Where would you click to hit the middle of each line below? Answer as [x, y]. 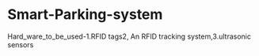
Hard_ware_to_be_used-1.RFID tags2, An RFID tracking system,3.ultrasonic [129, 36]
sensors [21, 44]
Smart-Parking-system [85, 15]
